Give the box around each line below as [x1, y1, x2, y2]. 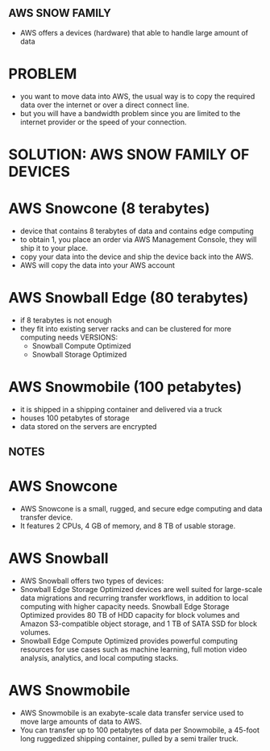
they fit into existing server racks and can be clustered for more [19, 323, 232, 333]
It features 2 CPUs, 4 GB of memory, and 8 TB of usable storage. [19, 521, 236, 531]
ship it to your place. [19, 243, 89, 252]
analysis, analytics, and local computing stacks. [19, 653, 179, 663]
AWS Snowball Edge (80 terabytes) [8, 289, 249, 307]
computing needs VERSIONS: [19, 332, 118, 342]
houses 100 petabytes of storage [19, 413, 131, 423]
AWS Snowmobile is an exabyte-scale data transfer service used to [19, 707, 244, 717]
